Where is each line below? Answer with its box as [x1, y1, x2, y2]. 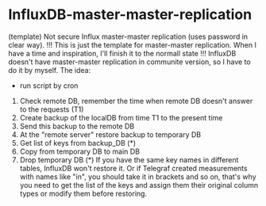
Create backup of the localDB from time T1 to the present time [19, 113, 223, 122]
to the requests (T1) [19, 105, 84, 114]
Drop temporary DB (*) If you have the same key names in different [19, 154, 239, 164]
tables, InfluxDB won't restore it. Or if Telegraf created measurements [19, 163, 248, 173]
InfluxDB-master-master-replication [8, 6, 253, 24]
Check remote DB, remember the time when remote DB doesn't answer [19, 96, 253, 105]
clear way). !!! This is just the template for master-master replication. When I [8, 40, 256, 49]
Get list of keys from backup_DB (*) [19, 138, 137, 147]
